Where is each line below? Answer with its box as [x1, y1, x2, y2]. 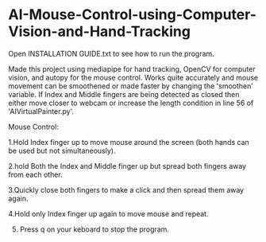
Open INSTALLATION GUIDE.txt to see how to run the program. [8, 49, 214, 58]
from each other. [8, 170, 64, 179]
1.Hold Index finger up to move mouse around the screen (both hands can [8, 137, 250, 146]
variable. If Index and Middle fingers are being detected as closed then [8, 89, 240, 99]
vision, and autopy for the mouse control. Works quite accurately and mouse [8, 72, 259, 82]
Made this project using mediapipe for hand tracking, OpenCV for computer [8, 64, 256, 73]
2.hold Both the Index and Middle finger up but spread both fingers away [8, 161, 247, 170]
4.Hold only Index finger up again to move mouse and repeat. [8, 209, 209, 218]
